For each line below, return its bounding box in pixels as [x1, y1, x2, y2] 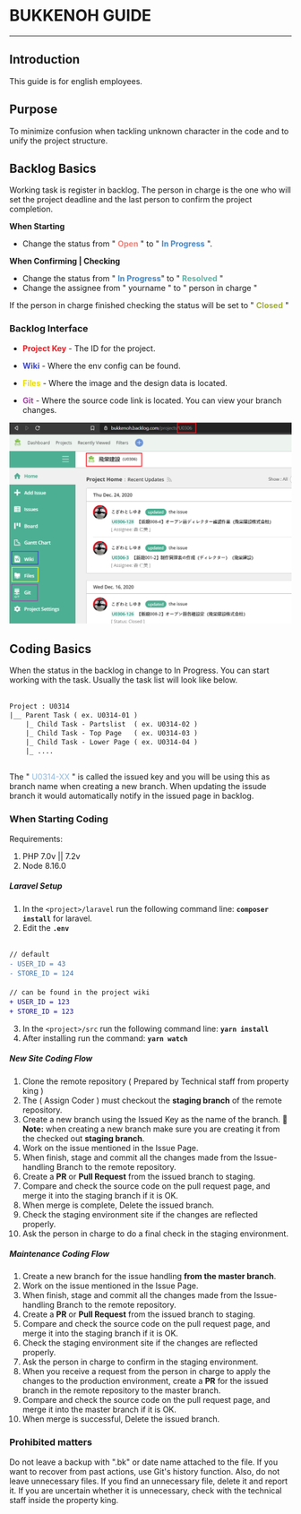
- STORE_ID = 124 [9, 969, 74, 978]
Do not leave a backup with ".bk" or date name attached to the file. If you [9, 1457, 279, 1467]
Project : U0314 [9, 702, 70, 711]
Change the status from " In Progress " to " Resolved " [21, 273, 224, 284]
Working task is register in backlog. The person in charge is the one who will [9, 185, 291, 195]
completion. [9, 203, 54, 215]
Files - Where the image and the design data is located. [21, 377, 228, 388]
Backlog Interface [9, 323, 89, 335]
